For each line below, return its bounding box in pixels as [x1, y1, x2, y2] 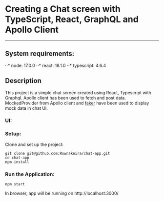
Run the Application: [5, 171, 55, 178]
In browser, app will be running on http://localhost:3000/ [5, 190, 119, 196]
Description [5, 77, 41, 85]
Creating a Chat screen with [5, 3, 121, 15]
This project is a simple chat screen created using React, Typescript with [5, 89, 151, 96]
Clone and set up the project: [5, 141, 64, 147]
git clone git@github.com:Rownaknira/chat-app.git [5, 151, 110, 156]
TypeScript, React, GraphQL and [5, 14, 139, 25]
